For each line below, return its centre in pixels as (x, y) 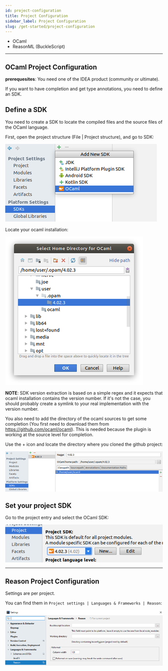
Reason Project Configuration (52, 581)
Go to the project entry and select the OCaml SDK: (57, 518)
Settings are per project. (30, 593)
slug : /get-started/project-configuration (50, 27)
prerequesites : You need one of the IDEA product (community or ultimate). (82, 79)
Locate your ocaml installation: (37, 229)
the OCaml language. (27, 127)
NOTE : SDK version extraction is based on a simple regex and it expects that (84, 393)
